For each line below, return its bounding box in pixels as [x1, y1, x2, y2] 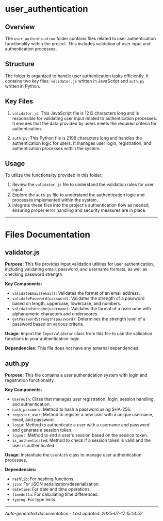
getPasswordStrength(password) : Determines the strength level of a [12, 316, 146, 322]
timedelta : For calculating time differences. [12, 491, 99, 497]
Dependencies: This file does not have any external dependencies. [5, 345, 140, 351]
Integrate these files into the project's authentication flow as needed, [12, 202, 150, 208]
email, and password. [12, 417, 55, 423]
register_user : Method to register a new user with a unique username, [12, 412, 154, 418]
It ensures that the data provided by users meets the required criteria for [12, 120, 157, 126]
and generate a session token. [12, 427, 73, 433]
